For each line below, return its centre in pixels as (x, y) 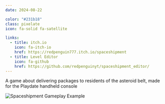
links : (12, 38)
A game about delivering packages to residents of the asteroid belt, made (83, 81)
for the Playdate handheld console (41, 86)
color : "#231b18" (24, 19)
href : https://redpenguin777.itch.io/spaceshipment (70, 52)
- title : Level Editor (34, 57)
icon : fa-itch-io (33, 47)
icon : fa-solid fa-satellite (36, 29)
